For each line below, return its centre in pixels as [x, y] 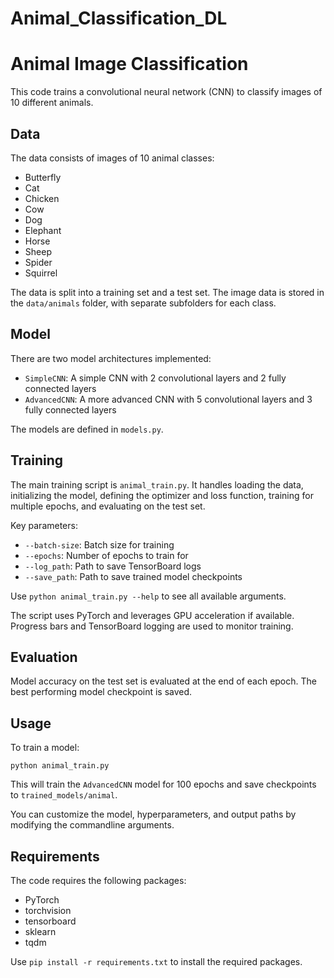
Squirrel [41, 273]
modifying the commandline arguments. [92, 825]
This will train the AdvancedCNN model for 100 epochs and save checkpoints [163, 784]
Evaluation [44, 657]
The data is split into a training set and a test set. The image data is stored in [167, 292]
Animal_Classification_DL [119, 18]
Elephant [43, 230]
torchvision [48, 910]
